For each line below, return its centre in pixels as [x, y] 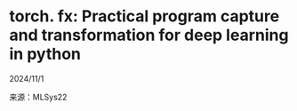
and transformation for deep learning [149, 35]
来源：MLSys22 [38, 97]
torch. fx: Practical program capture [144, 16]
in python [45, 54]
